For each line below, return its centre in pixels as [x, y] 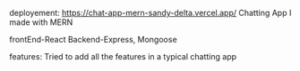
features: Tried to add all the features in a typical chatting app [123, 56]
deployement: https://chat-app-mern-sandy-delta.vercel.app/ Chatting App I [150, 13]
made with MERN [41, 22]
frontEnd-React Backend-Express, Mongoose [93, 39]
